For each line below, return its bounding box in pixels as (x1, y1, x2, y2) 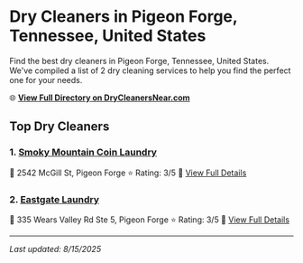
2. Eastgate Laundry (9, 193, 100, 205)
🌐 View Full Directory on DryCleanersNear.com (9, 92, 191, 103)
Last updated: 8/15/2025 (9, 243, 102, 254)
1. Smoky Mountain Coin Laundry (9, 146, 158, 159)
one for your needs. (9, 74, 83, 85)
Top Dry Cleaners (9, 119, 110, 135)
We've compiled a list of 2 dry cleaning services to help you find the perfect (9, 65, 291, 76)
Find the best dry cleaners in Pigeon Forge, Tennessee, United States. (9, 55, 270, 66)
